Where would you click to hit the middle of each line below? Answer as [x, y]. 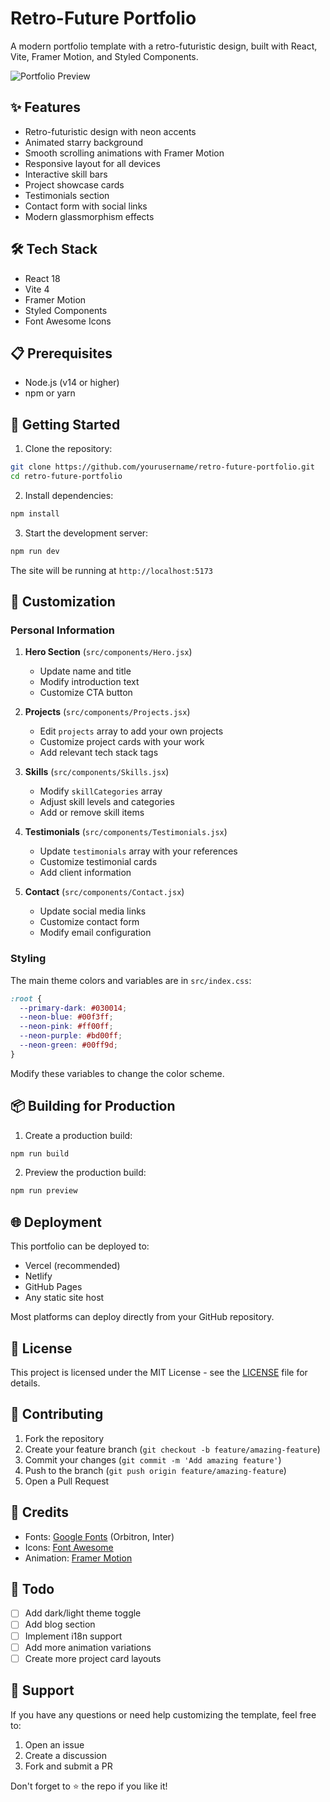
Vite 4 [37, 289]
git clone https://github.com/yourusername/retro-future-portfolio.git [162, 467]
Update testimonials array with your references [138, 851]
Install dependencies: [69, 495]
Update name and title [85, 671]
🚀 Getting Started [65, 424]
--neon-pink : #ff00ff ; [66, 1027]
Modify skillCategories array [101, 791]
